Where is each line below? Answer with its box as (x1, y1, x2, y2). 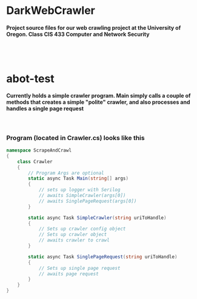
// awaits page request (38, 270, 99, 277)
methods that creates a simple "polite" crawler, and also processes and (6, 98, 190, 106)
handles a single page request (6, 105, 84, 112)
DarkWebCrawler (6, 4, 96, 18)
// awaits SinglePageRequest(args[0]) (38, 198, 137, 204)
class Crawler (17, 158, 53, 164)
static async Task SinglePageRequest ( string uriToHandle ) (28, 254, 178, 260)
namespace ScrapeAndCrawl (6, 147, 72, 153)
